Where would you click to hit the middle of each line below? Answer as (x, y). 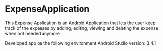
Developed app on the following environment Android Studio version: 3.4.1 (81, 43)
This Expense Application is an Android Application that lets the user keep (80, 23)
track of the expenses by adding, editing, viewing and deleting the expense (81, 28)
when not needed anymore (33, 33)
